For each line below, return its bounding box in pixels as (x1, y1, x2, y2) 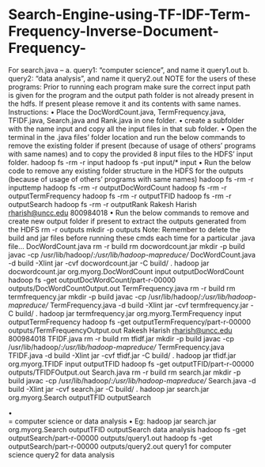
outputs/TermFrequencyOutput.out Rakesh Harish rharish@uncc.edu (8, 326, 233, 335)
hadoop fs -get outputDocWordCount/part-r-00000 (8, 275, 176, 284)
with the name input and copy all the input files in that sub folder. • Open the (8, 124, 257, 134)
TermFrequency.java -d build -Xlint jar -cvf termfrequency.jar (50, 300, 249, 310)
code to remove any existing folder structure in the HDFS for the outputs (8, 166, 244, 175)
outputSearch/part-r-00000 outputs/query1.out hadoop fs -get (8, 433, 213, 443)
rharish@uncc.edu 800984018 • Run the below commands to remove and (8, 208, 249, 217)
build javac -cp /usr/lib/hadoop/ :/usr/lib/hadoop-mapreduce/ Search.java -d (8, 375, 256, 385)
